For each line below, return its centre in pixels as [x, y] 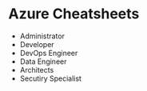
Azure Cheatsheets [74, 14]
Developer [37, 44]
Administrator [42, 36]
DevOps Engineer [49, 53]
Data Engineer [43, 61]
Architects [37, 69]
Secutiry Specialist [51, 78]
